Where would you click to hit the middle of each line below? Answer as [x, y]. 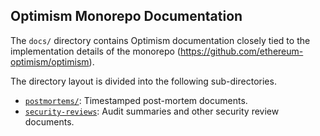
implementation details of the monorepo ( [95, 51]
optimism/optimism [50, 61]
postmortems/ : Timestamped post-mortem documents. [136, 100]
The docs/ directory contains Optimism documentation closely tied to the [160, 40]
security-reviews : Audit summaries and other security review [152, 111]
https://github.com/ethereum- [241, 51]
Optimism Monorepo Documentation [126, 16]
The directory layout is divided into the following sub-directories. [143, 81]
